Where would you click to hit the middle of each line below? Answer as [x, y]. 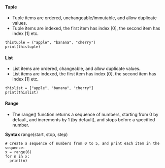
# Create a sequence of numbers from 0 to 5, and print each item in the [82, 143]
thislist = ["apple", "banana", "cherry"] [49, 88]
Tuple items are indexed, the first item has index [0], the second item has [86, 28]
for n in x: [17, 156]
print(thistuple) [23, 47]
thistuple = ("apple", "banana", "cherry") [50, 43]
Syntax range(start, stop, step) [36, 134]
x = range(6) [18, 152]
